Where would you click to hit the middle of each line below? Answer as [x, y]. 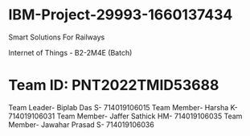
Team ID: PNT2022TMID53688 [114, 85]
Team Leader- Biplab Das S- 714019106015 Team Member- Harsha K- [123, 107]
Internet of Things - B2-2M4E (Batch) [70, 52]
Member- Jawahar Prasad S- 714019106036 [81, 124]
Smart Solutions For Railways [57, 37]
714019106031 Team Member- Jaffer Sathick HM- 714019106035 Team [125, 116]
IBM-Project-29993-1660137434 [121, 15]
